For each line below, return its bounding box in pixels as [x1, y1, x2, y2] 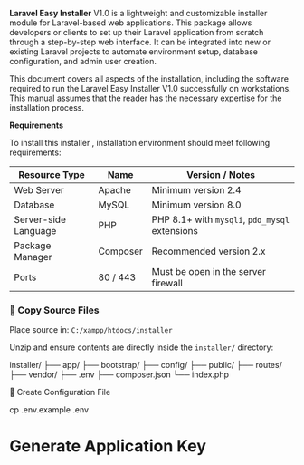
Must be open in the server [151, 266, 267, 277]
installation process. [9, 102, 84, 112]
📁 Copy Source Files [9, 304, 100, 316]
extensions [151, 225, 199, 237]
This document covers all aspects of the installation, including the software [9, 73, 290, 84]
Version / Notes [186, 169, 256, 180]
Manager [14, 251, 52, 263]
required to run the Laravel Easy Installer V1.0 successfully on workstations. [9, 83, 291, 93]
